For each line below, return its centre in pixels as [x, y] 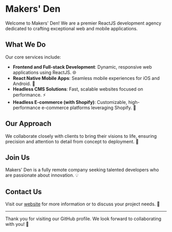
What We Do [26, 45]
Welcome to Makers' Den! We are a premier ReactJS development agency [83, 23]
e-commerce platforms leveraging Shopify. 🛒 [89, 108]
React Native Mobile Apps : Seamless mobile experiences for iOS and [86, 78]
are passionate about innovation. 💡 [42, 175]
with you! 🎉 [17, 224]
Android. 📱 [24, 83]
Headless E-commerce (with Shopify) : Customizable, [70, 102]
